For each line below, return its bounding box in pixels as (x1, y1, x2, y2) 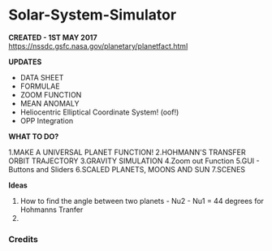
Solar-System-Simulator (8, 6, 177, 24)
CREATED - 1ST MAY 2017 (8, 32, 97, 42)
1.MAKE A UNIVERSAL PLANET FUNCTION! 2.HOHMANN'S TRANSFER (8, 147, 246, 157)
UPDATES (8, 57, 42, 67)
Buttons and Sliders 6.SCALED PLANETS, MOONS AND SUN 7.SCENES (8, 164, 246, 174)
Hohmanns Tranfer (19, 205, 84, 214)
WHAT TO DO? (8, 132, 59, 141)
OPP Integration (19, 115, 74, 125)
